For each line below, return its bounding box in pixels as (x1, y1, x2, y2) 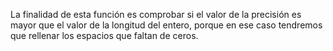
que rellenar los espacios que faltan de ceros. (10, 30, 199, 41)
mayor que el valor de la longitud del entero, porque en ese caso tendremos (10, 19, 323, 31)
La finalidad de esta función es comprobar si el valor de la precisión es (10, 9, 302, 20)
